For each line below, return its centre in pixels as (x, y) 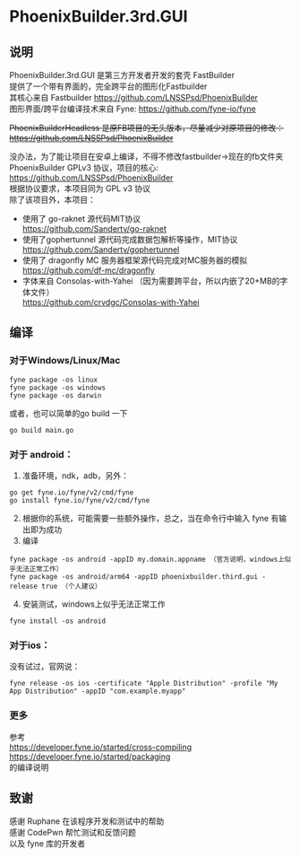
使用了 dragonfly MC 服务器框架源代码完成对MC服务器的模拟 (135, 260)
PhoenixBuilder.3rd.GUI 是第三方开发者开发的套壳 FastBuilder (122, 75)
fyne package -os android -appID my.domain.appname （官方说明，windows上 (147, 559)
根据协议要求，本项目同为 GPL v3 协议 (80, 188)
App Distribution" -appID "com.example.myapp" (98, 692)
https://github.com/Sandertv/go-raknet (94, 229)
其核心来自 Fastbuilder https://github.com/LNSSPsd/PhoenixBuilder (133, 97)
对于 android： (41, 454)
